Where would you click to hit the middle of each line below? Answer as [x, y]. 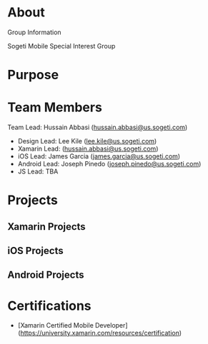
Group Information [35, 32]
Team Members [55, 107]
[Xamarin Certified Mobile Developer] [73, 325]
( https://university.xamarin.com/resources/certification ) [100, 333]
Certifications [49, 306]
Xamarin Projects [46, 227]
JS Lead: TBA [38, 171]
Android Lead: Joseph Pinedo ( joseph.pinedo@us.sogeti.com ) [109, 164]
